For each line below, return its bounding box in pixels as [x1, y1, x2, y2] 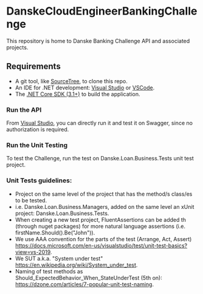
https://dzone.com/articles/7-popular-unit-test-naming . [15, 281, 154, 288]
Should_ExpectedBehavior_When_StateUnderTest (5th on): [15, 274, 162, 281]
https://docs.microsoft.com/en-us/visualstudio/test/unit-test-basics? [15, 242, 187, 249]
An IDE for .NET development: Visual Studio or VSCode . [15, 84, 155, 91]
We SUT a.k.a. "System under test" [15, 255, 103, 262]
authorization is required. [6, 126, 69, 133]
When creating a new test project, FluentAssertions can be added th [15, 216, 187, 223]
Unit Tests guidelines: [6, 176, 72, 185]
